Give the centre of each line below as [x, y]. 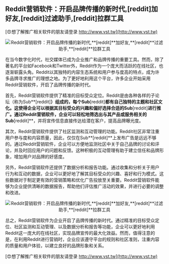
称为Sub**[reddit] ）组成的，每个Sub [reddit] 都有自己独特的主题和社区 [86, 101]
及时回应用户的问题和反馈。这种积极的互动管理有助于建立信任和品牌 [89, 150]
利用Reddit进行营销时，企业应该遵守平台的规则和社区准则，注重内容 [89, 239]
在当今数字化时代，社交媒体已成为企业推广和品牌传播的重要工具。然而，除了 [84, 59]
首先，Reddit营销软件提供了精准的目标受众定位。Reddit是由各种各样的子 [80, 95]
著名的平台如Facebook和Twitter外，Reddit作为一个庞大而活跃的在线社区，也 [84, 66]
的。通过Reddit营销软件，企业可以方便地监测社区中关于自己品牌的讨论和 [80, 144]
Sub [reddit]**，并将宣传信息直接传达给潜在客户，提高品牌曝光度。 [74, 121]
